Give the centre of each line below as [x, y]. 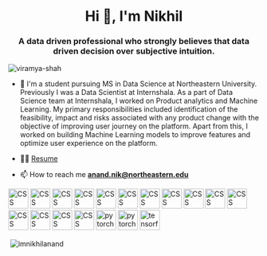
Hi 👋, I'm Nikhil [134, 16]
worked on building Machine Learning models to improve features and [135, 135]
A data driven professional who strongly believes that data [134, 41]
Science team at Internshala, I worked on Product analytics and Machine [139, 101]
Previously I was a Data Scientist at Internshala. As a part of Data [126, 93]
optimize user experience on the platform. [88, 144]
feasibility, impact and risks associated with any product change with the [139, 118]
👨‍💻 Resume [39, 159]
